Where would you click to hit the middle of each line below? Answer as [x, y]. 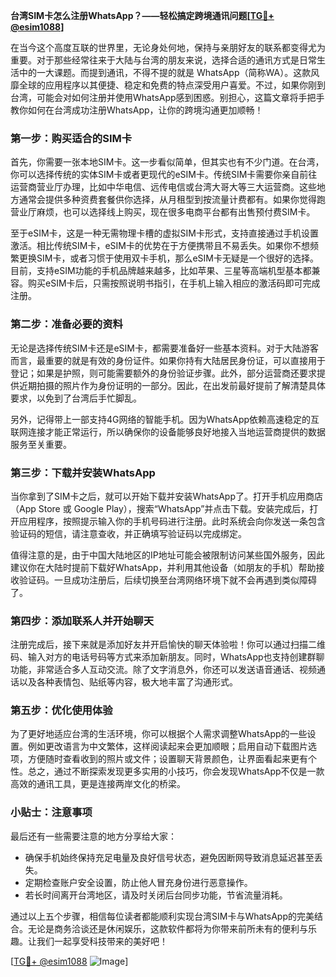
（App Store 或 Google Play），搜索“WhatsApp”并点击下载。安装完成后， [160, 508]
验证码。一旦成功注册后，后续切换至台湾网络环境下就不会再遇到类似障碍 [167, 580]
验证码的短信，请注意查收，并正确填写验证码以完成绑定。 [128, 533]
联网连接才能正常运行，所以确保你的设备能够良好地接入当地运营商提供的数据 [168, 431]
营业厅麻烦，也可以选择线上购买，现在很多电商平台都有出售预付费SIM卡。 [163, 212]
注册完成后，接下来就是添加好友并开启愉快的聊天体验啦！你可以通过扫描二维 [168, 645]
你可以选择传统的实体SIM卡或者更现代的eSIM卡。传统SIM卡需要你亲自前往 [164, 175]
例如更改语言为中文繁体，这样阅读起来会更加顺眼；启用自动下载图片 [167, 746]
